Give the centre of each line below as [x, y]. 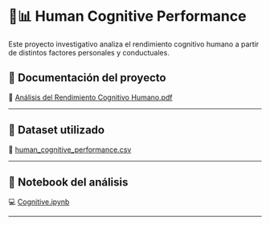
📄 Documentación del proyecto [87, 78]
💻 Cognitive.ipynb [39, 202]
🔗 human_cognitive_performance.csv [70, 149]
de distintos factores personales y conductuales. [89, 52]
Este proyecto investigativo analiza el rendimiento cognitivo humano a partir [134, 44]
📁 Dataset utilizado [57, 130]
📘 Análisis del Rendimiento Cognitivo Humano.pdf [90, 97]
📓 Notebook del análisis [68, 182]
